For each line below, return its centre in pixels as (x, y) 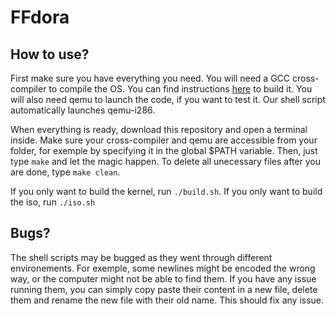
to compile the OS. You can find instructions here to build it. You (180, 89)
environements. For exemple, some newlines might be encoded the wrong (163, 268)
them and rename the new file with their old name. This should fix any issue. (167, 300)
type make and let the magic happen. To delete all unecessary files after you (165, 161)
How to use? (50, 54)
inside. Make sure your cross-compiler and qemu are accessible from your (164, 140)
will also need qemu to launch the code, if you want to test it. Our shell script (168, 99)
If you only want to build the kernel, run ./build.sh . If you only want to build (166, 191)
